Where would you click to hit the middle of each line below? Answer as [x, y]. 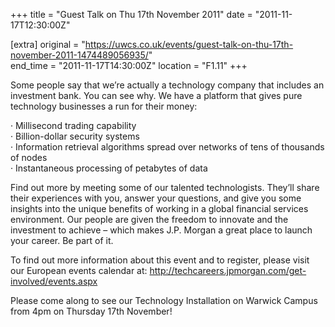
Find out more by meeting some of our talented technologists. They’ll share [165, 187]
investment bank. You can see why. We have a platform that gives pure [156, 95]
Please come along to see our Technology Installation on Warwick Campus [164, 300]
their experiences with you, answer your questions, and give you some [156, 198]
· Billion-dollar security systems [75, 136]
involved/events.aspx [54, 281]
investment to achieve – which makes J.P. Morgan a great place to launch [161, 230]
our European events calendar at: [79, 270]
